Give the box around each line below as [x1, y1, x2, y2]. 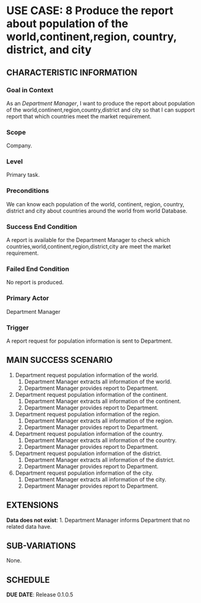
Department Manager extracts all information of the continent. [24, 397, 181, 405]
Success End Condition [6, 222, 78, 231]
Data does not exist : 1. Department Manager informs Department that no [6, 516, 190, 524]
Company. [6, 142, 32, 149]
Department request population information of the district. [15, 449, 162, 457]
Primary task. [6, 171, 40, 179]
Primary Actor [6, 294, 49, 303]
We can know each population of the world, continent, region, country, [6, 200, 185, 208]
